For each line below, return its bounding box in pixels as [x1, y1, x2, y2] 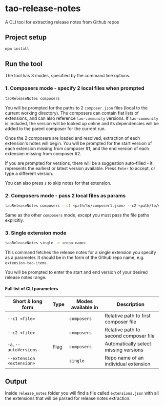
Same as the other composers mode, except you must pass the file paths [5, 212, 149, 218]
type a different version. [5, 171, 54, 176]
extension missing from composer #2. [5, 150, 82, 156]
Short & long [13, 298, 42, 305]
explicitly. [5, 217, 24, 223]
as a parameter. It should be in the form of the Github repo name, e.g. [5, 255, 145, 260]
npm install [5, 46, 29, 51]
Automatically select [104, 341, 151, 347]
